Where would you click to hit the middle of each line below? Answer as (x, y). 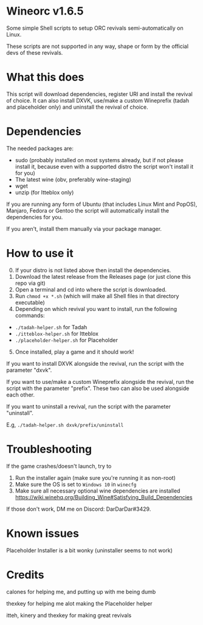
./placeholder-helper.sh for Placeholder (67, 340)
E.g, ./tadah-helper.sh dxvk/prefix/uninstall (65, 425)
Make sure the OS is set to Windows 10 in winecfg (76, 484)
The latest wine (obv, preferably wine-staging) (73, 179)
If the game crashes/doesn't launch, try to (59, 466)
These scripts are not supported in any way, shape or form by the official (98, 46)
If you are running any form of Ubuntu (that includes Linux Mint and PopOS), (102, 204)
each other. (21, 394)
